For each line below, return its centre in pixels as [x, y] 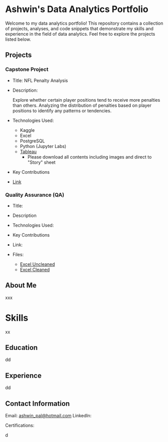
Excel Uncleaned [37, 264]
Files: [18, 254]
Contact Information [38, 403]
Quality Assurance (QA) [35, 195]
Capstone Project [27, 69]
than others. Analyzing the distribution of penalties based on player [82, 105]
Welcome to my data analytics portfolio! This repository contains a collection [84, 23]
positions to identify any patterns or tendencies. [62, 111]
